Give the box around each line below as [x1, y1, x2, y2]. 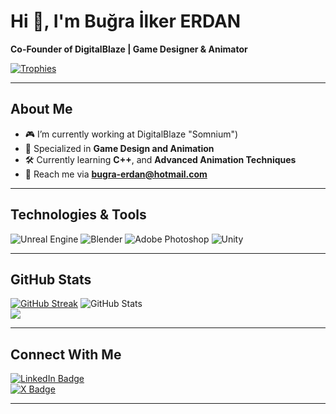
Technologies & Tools [10, 206, 147, 224]
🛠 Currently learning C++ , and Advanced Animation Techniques [24, 153, 297, 165]
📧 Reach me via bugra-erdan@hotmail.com [24, 168, 208, 180]
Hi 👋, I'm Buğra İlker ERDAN [10, 10, 242, 33]
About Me [10, 101, 73, 118]
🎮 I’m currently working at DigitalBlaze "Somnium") [24, 128, 239, 140]
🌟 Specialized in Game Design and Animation [24, 142, 215, 154]
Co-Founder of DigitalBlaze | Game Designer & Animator [10, 43, 248, 55]
